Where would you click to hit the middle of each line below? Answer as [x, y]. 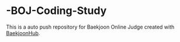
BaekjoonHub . [23, 33]
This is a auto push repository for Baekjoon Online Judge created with [90, 27]
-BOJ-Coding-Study [56, 11]
